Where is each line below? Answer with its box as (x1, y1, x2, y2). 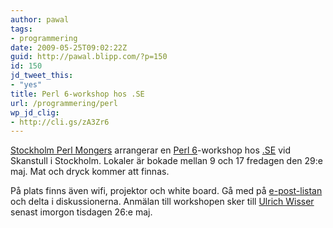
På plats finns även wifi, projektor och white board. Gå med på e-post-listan (10, 185, 323, 197)
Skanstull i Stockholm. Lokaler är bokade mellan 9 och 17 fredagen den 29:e (10, 155, 323, 167)
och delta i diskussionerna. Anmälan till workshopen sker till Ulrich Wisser (10, 196, 315, 208)
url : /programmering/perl (10, 98, 118, 108)
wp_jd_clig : (10, 107, 60, 118)
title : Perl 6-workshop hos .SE (10, 89, 145, 99)
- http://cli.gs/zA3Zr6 (10, 117, 110, 127)
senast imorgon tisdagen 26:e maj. (10, 206, 153, 218)
